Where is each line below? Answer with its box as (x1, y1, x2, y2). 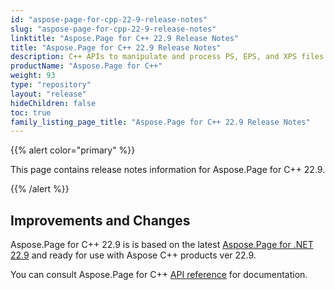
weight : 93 (10, 71, 56, 81)
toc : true (10, 107, 52, 118)
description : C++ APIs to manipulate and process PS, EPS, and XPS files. (10, 52, 329, 62)
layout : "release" (10, 89, 87, 99)
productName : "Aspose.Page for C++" (10, 61, 163, 71)
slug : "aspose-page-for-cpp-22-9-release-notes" (10, 24, 217, 34)
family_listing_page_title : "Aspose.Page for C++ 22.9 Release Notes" (10, 117, 311, 127)
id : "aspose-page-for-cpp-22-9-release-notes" (10, 14, 208, 25)
